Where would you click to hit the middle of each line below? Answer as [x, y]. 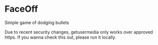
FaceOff [21, 9]
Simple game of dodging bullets [37, 22]
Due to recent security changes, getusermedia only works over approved [79, 32]
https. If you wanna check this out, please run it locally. [61, 37]
